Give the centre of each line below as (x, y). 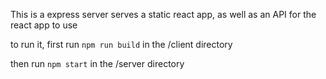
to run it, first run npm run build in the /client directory (121, 44)
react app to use (44, 25)
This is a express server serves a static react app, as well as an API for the (163, 14)
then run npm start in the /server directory (97, 63)
